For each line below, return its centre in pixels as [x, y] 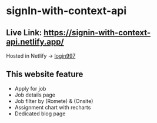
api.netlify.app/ [35, 41]
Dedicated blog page [40, 114]
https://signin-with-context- [97, 33]
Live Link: [24, 33]
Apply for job [30, 88]
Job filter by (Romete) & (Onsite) [54, 101]
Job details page [35, 95]
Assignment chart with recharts [53, 107]
